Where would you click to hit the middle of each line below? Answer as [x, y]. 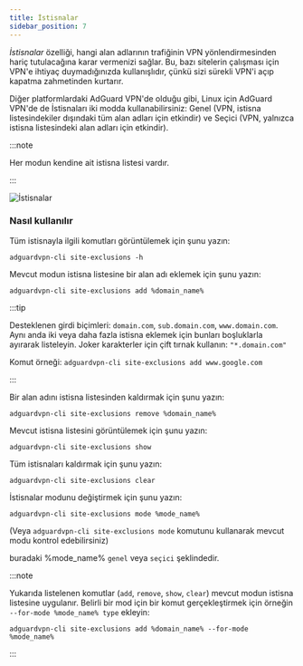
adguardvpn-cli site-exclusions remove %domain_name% [113, 413]
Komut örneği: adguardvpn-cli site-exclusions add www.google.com [136, 362]
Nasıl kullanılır [42, 221]
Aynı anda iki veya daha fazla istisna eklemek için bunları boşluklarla [136, 334]
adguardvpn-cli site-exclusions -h [76, 257]
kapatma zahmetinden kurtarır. [66, 81]
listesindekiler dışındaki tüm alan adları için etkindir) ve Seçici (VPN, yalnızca [152, 118]
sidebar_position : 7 [48, 26]
